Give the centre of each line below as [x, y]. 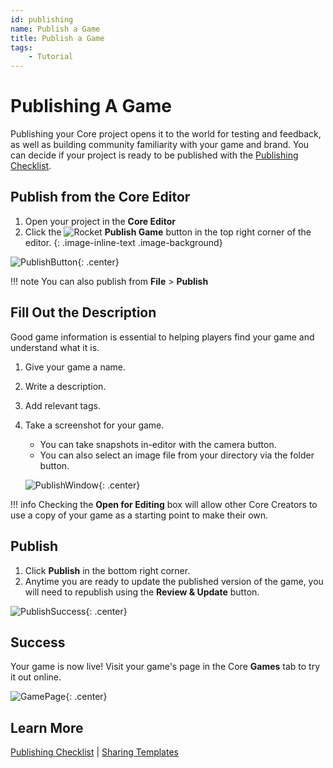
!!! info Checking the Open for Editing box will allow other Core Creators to [164, 504]
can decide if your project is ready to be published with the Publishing [154, 155]
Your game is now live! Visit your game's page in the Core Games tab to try [165, 667]
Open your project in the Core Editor [100, 221]
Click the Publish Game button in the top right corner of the [168, 232]
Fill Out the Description [83, 312]
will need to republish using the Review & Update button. [142, 592]
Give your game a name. [75, 367]
